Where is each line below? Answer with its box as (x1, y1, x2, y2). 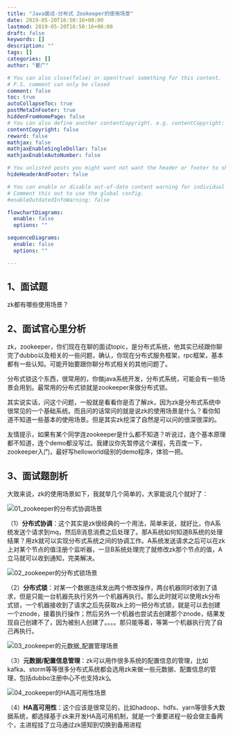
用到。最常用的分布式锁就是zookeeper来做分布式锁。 (19, 383, 172, 392)
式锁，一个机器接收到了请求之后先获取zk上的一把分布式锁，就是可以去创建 (7, 601, 221, 609)
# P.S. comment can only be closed (7, 81, 110, 88)
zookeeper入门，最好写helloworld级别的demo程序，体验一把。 (7, 447, 187, 456)
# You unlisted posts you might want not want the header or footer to (7, 165, 218, 172)
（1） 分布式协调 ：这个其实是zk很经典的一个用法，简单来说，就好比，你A (7, 519, 215, 528)
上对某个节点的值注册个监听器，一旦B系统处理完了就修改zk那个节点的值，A (7, 545, 223, 554)
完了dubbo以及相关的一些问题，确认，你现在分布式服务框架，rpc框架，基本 (7, 352, 224, 360)
